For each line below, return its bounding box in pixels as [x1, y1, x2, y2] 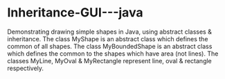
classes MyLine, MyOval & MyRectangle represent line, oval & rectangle [7, 56, 213, 65]
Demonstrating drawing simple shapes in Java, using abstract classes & [7, 27, 213, 36]
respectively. [7, 64, 44, 72]
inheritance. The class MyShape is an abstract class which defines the [7, 34, 208, 43]
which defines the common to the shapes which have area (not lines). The [7, 49, 219, 58]
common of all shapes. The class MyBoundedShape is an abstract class [7, 42, 213, 50]
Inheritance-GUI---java [7, 5, 143, 21]
